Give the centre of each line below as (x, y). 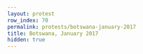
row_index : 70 (28, 20)
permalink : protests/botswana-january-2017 (72, 27)
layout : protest (31, 14)
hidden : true (26, 40)
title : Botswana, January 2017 (53, 33)
